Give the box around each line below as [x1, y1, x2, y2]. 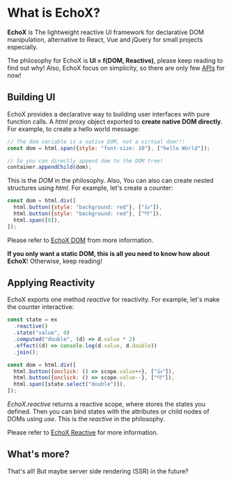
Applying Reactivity [7, 277, 95, 289]
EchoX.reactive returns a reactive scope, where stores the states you [7, 400, 206, 409]
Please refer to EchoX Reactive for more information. [7, 428, 159, 437]
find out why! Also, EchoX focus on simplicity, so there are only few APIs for [7, 63, 225, 72]
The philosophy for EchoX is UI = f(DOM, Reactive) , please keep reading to [7, 56, 223, 64]
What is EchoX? [7, 5, 101, 21]
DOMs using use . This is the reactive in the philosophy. [7, 415, 165, 423]
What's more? [7, 449, 70, 460]
